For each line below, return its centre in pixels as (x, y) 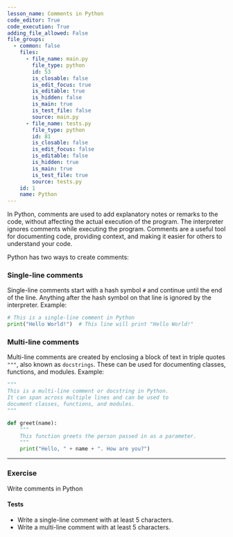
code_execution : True (38, 26)
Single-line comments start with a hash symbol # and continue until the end (115, 290)
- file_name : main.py (57, 59)
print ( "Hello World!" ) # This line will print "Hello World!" (101, 324)
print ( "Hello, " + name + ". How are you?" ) (85, 449)
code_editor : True (34, 20)
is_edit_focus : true (62, 85)
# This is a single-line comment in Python (71, 318)
